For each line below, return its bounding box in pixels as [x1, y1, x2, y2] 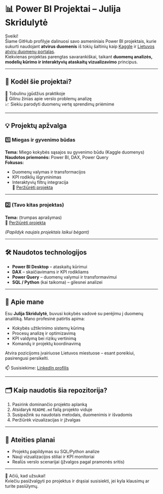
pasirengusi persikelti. [5, 355, 49, 361]
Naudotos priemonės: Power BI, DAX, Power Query [5, 155, 109, 160]
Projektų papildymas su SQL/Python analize [12, 448, 100, 454]
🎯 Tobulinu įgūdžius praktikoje [5, 90, 65, 96]
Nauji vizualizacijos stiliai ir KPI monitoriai [12, 454, 95, 459]
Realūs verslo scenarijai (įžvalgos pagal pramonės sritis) [12, 459, 125, 464]
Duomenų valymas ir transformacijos [12, 169, 86, 175]
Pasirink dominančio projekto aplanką [12, 402, 87, 407]
